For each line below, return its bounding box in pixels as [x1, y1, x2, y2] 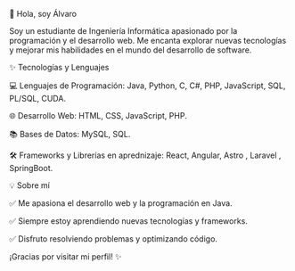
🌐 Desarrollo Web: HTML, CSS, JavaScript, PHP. [9, 111, 187, 120]
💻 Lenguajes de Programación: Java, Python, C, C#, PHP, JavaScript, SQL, [9, 80, 286, 91]
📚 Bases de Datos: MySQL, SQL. [9, 129, 131, 139]
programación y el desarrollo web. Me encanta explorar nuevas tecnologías [9, 36, 287, 45]
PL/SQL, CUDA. [9, 94, 67, 103]
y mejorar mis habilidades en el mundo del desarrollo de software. [9, 45, 252, 55]
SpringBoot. [9, 163, 53, 173]
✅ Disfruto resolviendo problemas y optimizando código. [9, 234, 218, 244]
